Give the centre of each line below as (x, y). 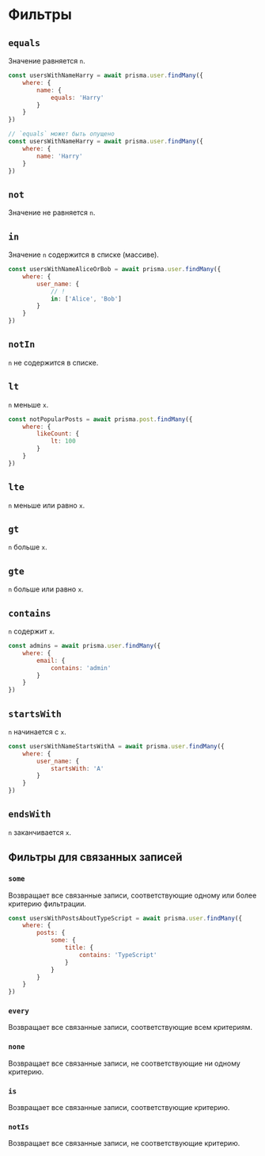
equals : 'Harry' (77, 98)
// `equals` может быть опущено (61, 134)
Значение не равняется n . (52, 212)
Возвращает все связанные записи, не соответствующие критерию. (124, 1143)
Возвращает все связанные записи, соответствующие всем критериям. (131, 1028)
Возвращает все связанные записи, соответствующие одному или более (132, 895)
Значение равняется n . (47, 61)
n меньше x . (28, 404)
